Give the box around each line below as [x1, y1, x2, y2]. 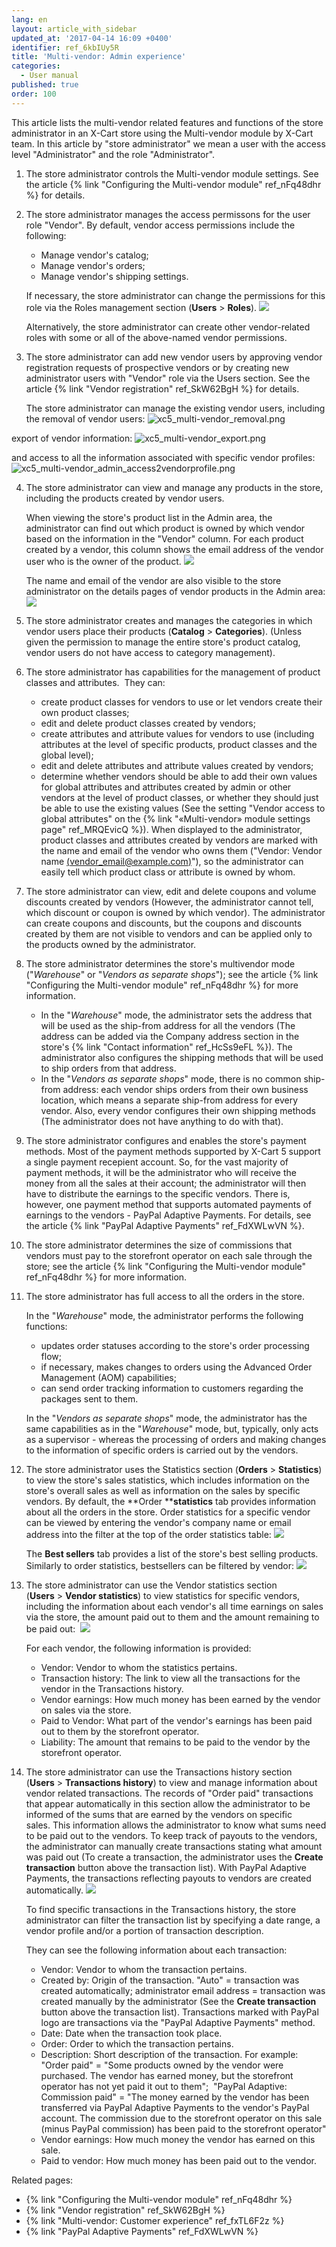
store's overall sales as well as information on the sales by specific [25, 1484, 301, 1496]
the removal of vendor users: [25, 412, 146, 425]
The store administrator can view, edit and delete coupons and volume [25, 885, 317, 897]
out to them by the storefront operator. [40, 1725, 200, 1737]
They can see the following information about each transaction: [25, 1944, 288, 1956]
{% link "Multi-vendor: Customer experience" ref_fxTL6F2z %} [25, 2214, 285, 2226]
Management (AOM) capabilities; [40, 1371, 177, 1383]
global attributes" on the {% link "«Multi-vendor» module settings [40, 812, 311, 825]
